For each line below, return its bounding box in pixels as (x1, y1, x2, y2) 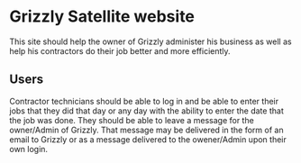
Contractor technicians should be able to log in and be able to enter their (9, 95, 279, 106)
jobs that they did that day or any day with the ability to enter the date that (9, 105, 284, 116)
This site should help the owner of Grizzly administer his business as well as (9, 36, 292, 47)
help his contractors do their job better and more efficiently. (9, 45, 232, 56)
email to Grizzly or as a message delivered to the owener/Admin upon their (9, 133, 287, 145)
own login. (9, 143, 48, 154)
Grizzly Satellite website (9, 6, 196, 27)
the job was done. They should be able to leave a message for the (9, 114, 254, 125)
